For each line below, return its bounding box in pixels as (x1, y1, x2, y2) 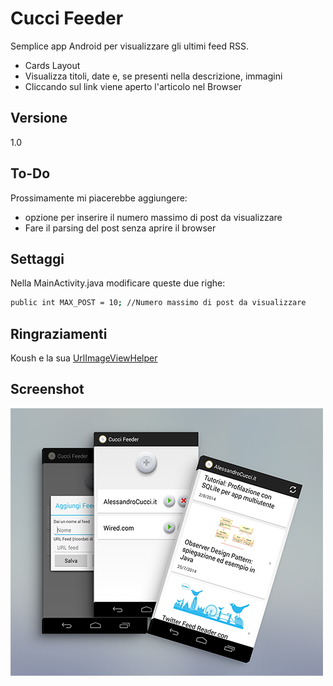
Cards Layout (24, 59, 81, 71)
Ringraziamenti (10, 325, 108, 342)
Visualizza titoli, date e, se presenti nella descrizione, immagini (24, 70, 283, 82)
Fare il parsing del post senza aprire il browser (24, 222, 217, 234)
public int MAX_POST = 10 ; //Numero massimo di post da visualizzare (10, 298, 307, 308)
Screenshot (10, 381, 85, 398)
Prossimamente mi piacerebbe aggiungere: (10, 192, 188, 204)
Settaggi (10, 250, 65, 267)
